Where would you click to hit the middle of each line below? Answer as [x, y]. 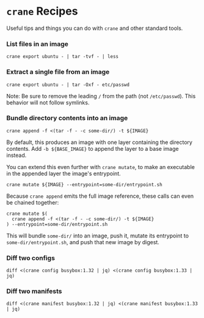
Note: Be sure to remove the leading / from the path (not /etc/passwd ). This [101, 96]
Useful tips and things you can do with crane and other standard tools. [95, 28]
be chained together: [33, 202]
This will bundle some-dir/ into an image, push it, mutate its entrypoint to [98, 236]
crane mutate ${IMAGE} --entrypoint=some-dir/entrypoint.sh [85, 184]
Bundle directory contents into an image [67, 118]
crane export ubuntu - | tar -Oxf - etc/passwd [68, 85]
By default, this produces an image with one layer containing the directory [99, 142]
